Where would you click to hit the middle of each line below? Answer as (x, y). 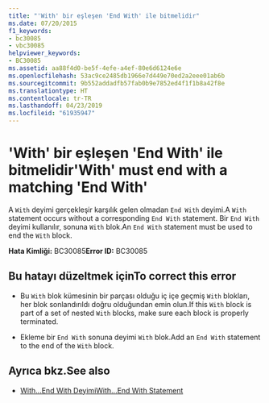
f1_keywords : (30, 31)
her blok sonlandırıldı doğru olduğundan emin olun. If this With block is (136, 304)
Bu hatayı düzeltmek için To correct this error (122, 276)
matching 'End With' (78, 187)
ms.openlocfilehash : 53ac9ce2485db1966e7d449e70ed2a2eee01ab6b (117, 76)
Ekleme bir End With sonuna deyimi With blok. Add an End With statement (140, 337)
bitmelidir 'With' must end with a (118, 170)
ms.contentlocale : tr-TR (50, 98)
